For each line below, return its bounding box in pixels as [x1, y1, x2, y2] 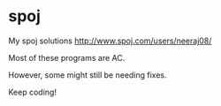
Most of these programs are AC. [8, 52, 126, 63]
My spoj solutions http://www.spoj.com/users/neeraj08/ [8, 35, 212, 46]
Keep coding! [8, 87, 57, 97]
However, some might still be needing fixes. [8, 69, 167, 80]
